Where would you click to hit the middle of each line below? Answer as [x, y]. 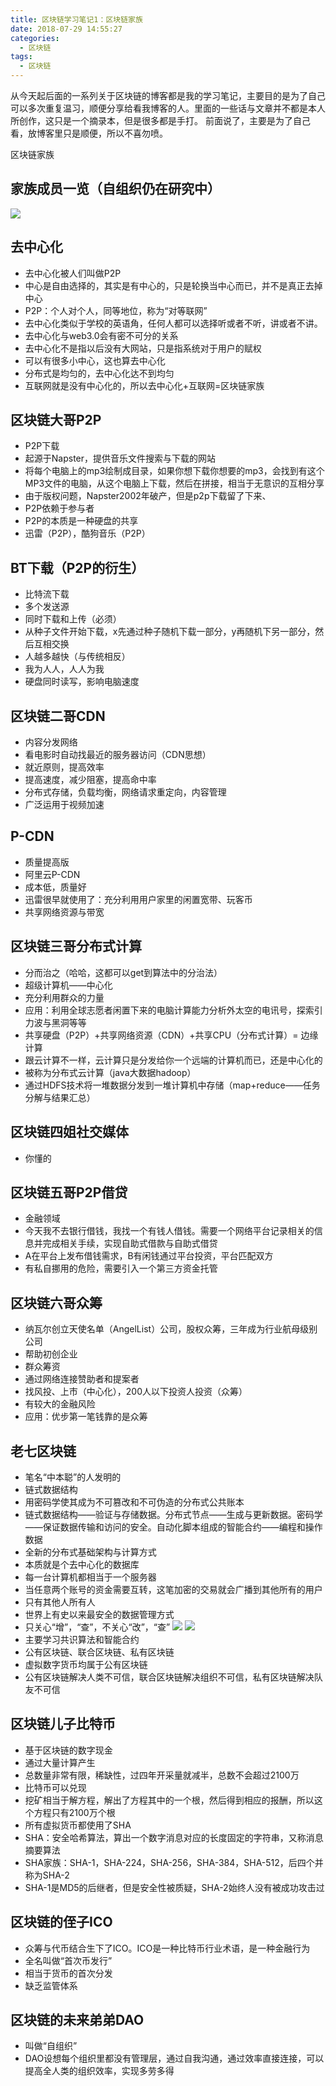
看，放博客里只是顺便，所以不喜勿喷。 [89, 133]
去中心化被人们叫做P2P [73, 273]
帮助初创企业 [51, 1354]
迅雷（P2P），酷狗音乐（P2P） [87, 533]
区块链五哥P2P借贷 [69, 1192]
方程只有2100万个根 [74, 1812]
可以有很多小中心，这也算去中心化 [95, 360]
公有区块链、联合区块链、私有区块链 [99, 1652]
